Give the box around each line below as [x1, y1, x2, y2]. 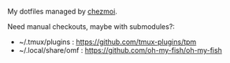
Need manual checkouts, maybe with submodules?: [7, 22, 175, 31]
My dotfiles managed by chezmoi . [7, 7, 117, 16]
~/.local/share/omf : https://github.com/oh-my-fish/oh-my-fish [18, 46, 222, 54]
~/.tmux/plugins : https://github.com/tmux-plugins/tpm [18, 37, 197, 46]
